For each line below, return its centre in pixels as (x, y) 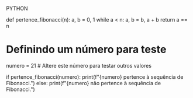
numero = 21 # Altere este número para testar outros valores (79, 65)
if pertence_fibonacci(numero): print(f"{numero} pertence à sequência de (95, 77)
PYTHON (17, 8)
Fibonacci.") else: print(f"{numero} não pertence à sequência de (84, 83)
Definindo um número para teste (86, 50)
